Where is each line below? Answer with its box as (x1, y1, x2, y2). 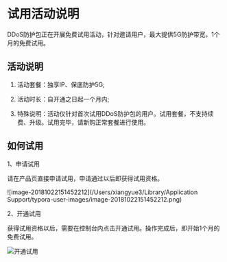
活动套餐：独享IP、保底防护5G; (16, 80, 105, 88)
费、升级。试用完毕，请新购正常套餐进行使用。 (16, 118, 150, 126)
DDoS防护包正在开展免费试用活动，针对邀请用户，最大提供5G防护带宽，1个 (7, 30, 221, 38)
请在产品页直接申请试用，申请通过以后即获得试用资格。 (7, 174, 163, 182)
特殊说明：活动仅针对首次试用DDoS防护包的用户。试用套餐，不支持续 (16, 109, 214, 117)
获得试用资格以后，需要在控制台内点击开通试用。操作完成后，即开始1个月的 (7, 224, 220, 232)
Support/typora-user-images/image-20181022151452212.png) (7, 195, 182, 203)
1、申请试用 (7, 159, 40, 168)
